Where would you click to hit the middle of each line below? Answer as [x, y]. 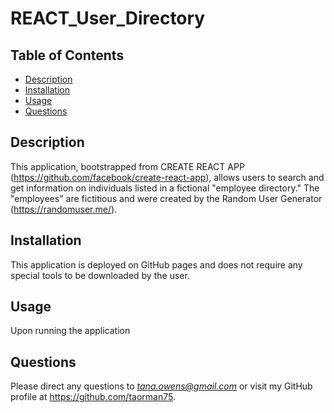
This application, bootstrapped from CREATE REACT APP [127, 166]
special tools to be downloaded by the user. [100, 275]
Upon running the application [70, 331]
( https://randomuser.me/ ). [64, 209]
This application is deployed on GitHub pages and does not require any [156, 264]
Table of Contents [67, 55]
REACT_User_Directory [108, 18]
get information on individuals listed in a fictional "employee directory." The [165, 188]
